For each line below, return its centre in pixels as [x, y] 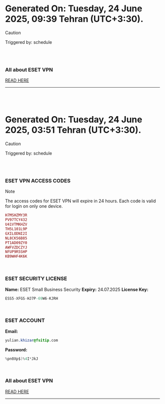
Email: [12, 331]
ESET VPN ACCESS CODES [38, 181]
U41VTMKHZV [16, 224]
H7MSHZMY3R [16, 215]
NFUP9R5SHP [16, 252]
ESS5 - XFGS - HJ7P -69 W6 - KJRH [31, 298]
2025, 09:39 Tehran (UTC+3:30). [74, 19]
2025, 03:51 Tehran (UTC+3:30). [73, 130]
